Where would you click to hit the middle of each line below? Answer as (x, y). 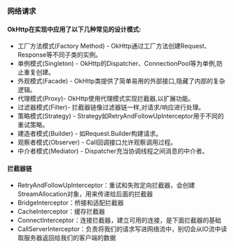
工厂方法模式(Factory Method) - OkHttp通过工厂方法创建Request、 (114, 46)
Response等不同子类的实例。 (59, 55)
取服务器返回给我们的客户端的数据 (67, 238)
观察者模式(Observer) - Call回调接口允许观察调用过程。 (97, 142)
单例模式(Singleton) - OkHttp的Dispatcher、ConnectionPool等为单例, (117, 64)
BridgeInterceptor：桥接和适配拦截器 (70, 203)
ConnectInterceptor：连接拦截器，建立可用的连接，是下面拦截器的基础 (119, 220)
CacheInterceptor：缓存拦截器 (61, 212)
